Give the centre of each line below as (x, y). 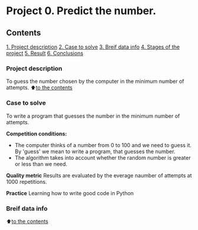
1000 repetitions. (27, 182)
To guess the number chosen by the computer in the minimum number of (95, 82)
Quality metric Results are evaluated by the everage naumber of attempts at (99, 175)
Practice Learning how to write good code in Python (70, 193)
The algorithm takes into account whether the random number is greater (103, 157)
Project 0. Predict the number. (81, 11)
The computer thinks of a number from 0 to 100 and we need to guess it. (103, 145)
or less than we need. (41, 164)
